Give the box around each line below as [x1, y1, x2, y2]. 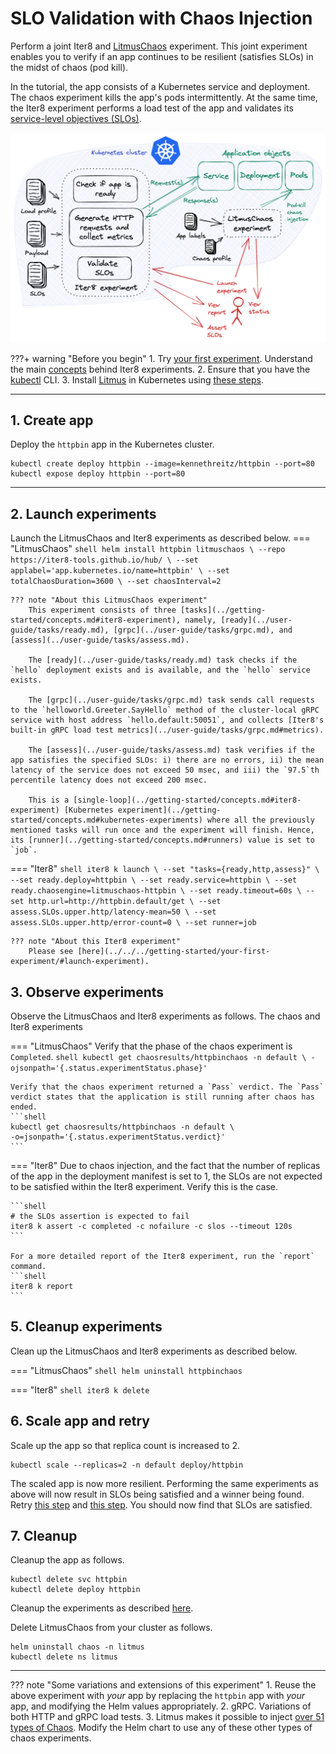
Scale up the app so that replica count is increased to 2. [10, 1439, 241, 1451]
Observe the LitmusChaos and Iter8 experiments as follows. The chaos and [10, 1010, 321, 1022]
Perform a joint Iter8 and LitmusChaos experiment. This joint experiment [10, 40, 308, 52]
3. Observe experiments [10, 983, 165, 1001]
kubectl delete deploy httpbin [10, 1585, 141, 1595]
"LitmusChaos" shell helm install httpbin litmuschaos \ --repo [10, 543, 286, 555]
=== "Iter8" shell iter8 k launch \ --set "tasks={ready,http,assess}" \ [10, 863, 320, 875]
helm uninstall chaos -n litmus [10, 1642, 145, 1652]
